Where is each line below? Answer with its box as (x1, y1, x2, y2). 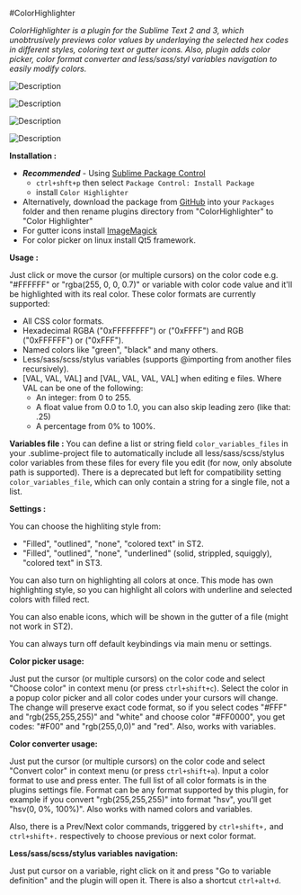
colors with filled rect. (9, 594, 90, 604)
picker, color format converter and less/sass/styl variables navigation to (9, 54, 278, 64)
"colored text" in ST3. (22, 558, 103, 568)
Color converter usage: (9, 738, 98, 749)
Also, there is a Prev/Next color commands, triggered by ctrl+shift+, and (9, 821, 284, 831)
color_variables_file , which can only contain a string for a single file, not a (9, 477, 290, 487)
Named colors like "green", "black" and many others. (22, 345, 218, 354)
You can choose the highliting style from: (9, 521, 162, 532)
